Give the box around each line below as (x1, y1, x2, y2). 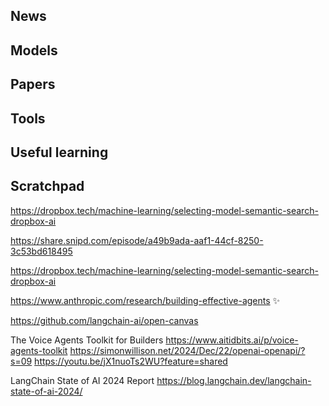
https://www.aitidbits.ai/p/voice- (165, 334, 299, 346)
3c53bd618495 (10, 245, 73, 257)
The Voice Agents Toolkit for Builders (10, 334, 164, 346)
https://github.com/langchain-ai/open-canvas (10, 314, 199, 326)
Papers (10, 76, 56, 93)
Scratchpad (10, 178, 85, 195)
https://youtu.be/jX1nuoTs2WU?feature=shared (34, 355, 228, 367)
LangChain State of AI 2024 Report (10, 374, 155, 386)
